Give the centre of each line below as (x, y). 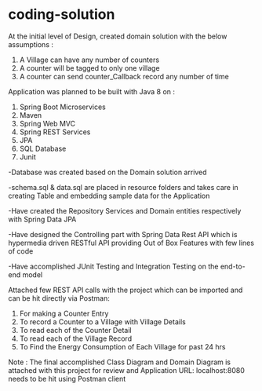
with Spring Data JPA (42, 219)
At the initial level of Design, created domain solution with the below (118, 36)
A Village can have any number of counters (89, 60)
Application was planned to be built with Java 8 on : (91, 91)
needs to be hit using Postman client (67, 378)
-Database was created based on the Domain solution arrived (107, 172)
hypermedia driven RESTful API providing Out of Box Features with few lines (131, 243)
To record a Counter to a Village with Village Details (102, 322)
